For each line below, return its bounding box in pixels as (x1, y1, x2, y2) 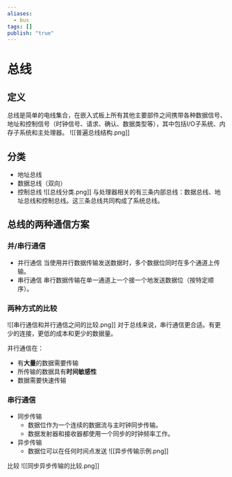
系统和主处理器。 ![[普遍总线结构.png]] (19, 128, 130, 137)
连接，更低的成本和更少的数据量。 (19, 329, 117, 337)
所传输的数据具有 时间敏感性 (17, 367, 97, 376)
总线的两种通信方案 (7, 219, 90, 231)
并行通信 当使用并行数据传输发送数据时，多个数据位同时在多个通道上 (17, 258, 214, 267)
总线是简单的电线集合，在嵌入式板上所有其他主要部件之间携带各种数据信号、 (7, 111, 226, 119)
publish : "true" (7, 29, 54, 37)
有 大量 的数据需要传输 (17, 359, 78, 367)
